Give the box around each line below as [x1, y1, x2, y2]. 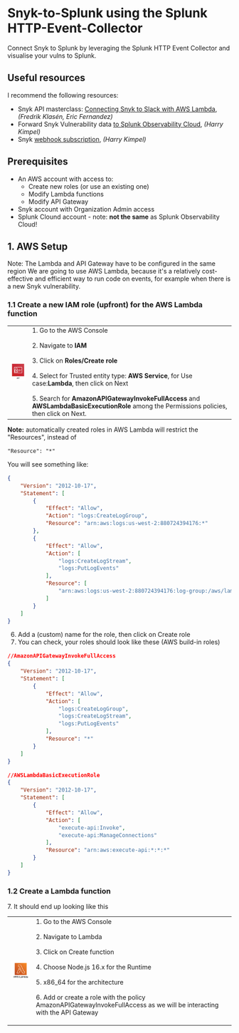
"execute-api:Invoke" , [58, 824, 126, 831]
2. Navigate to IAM [31, 341, 87, 350]
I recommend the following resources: [7, 90, 119, 99]
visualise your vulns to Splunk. [7, 51, 97, 60]
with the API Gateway [36, 1008, 99, 1017]
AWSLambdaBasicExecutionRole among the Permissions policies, [31, 402, 228, 410]
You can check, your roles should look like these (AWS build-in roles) [17, 638, 221, 646]
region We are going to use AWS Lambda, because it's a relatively [7, 267, 201, 276]
